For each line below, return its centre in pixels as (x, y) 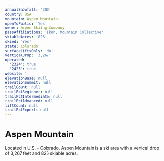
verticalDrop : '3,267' (28, 55)
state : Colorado (22, 46)
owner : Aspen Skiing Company (35, 28)
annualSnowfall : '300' (28, 10)
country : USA (18, 14)
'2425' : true (23, 69)
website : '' (17, 74)
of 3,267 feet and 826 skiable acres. (42, 153)
